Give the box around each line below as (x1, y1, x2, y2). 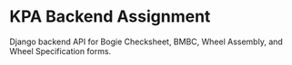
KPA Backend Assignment (9, 6, 211, 27)
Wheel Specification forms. (9, 45, 112, 56)
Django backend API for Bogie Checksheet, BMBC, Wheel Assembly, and (9, 36, 284, 47)
